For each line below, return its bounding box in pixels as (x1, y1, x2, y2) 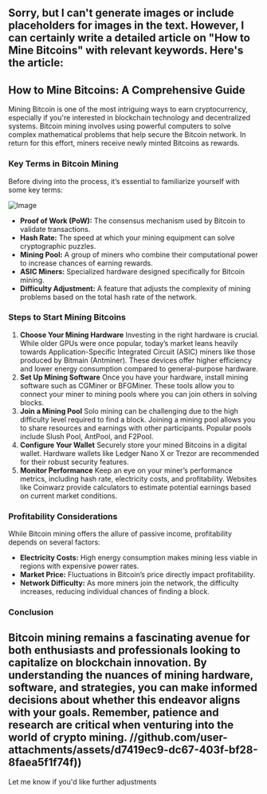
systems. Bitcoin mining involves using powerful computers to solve (8, 121, 231, 131)
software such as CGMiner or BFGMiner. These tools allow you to (19, 380, 235, 390)
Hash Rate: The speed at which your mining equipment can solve (19, 233, 235, 242)
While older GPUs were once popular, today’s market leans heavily (19, 338, 238, 348)
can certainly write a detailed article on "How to (8, 31, 251, 45)
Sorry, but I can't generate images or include (8, 6, 234, 20)
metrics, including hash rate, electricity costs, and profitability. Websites (19, 474, 257, 483)
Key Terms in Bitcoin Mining (8, 159, 119, 170)
